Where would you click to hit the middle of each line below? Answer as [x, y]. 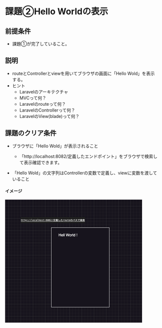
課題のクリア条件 [31, 133]
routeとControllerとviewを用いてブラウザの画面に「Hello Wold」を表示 [83, 73]
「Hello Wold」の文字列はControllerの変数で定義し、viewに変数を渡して [85, 173]
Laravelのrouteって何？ [43, 104]
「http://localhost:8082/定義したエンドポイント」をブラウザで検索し [88, 156]
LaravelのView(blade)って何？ [49, 116]
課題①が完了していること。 [41, 44]
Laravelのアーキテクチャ [44, 92]
